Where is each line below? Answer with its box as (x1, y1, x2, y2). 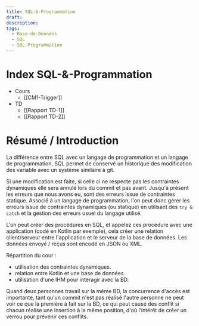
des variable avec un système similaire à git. (6, 166, 115, 173)
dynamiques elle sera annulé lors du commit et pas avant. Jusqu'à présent (6, 184, 189, 191)
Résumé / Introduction (6, 134, 119, 147)
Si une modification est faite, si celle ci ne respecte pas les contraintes (6, 177, 179, 185)
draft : (6, 14, 23, 20)
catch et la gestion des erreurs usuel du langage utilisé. (6, 210, 142, 217)
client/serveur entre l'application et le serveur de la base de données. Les (6, 233, 187, 241)
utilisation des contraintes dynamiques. (14, 263, 111, 270)
